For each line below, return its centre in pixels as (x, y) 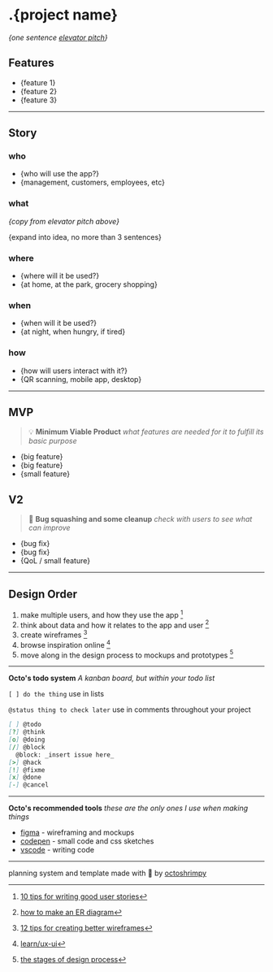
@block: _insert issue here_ (65, 755)
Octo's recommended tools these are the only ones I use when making (128, 808)
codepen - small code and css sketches (87, 841)
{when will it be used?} (58, 323)
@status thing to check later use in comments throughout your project (130, 709)
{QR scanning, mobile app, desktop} (81, 379)
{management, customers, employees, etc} (92, 182)
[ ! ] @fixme (27, 770)
